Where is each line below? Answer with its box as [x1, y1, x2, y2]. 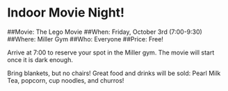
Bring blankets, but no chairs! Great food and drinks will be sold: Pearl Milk [7, 69, 221, 77]
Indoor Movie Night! [7, 5, 125, 21]
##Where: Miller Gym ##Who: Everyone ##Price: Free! [7, 34, 163, 43]
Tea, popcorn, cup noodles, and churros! [7, 76, 124, 84]
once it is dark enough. [7, 55, 73, 63]
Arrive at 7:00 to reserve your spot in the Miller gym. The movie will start [7, 48, 215, 57]
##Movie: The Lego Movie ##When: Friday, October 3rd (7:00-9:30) [7, 28, 203, 36]
